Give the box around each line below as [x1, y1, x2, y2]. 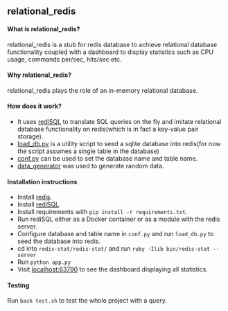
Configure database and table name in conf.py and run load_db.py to [17, 230, 214, 238]
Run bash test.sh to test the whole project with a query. [7, 296, 168, 305]
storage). [17, 132, 44, 141]
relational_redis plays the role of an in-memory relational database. [7, 86, 198, 94]
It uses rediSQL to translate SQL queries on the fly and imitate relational [17, 118, 222, 125]
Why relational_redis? [7, 71, 71, 79]
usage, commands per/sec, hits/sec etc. [7, 55, 122, 63]
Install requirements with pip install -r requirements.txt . [17, 208, 188, 216]
